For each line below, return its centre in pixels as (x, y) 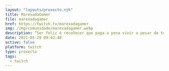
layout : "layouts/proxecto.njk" (39, 10)
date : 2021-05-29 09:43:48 (33, 38)
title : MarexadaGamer (28, 14)
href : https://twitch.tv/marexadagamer (47, 24)
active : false (20, 42)
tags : (11, 56)
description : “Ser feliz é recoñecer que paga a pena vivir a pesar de (82, 33)
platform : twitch (23, 47)
